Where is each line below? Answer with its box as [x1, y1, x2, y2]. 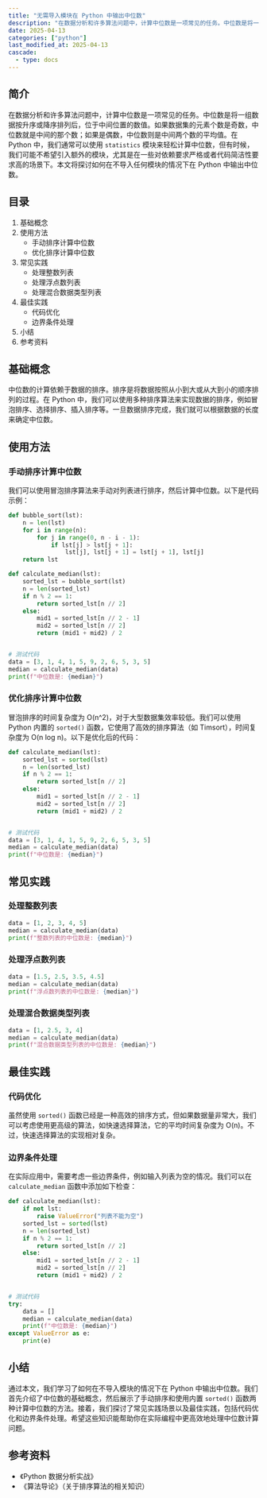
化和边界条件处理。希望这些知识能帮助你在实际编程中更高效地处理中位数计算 [8, 1413, 259, 1423]
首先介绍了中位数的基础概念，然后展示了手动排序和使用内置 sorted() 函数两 [8, 1393, 257, 1403]
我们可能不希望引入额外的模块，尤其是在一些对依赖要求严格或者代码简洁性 [8, 149, 252, 159]
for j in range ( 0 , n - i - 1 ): [37, 533, 141, 541]
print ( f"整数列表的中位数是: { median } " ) [8, 934, 133, 942]
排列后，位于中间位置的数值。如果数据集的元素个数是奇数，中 [56, 120, 259, 130]
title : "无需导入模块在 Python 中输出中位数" [8, 11, 146, 20]
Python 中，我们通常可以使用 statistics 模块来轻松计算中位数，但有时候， [8, 140, 254, 149]
